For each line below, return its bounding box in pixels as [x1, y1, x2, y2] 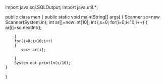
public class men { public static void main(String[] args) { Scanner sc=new [5, 14, 160, 19]
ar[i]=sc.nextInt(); [5, 24, 42, 30]
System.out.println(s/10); [14, 60, 71, 65]
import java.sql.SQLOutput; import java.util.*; [5, 4, 98, 10]
